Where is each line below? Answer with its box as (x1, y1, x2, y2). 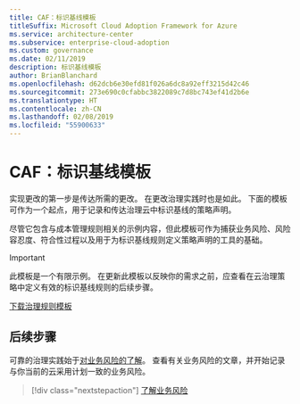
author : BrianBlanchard (9, 71, 98, 80)
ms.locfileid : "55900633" (9, 121, 105, 130)
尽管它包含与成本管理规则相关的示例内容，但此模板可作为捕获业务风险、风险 (9, 223, 291, 234)
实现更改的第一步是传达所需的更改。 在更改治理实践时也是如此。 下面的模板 (9, 193, 287, 203)
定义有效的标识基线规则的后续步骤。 (24, 282, 158, 293)
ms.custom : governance (9, 46, 94, 55)
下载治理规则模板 (9, 301, 72, 311)
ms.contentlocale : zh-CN (9, 104, 102, 113)
